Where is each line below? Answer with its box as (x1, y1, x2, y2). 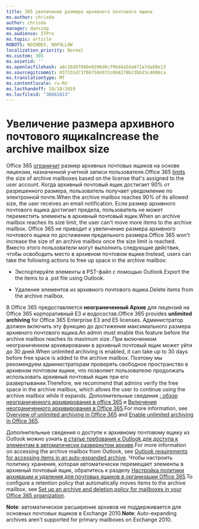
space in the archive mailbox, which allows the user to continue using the (6, 385, 185, 392)
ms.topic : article (6, 36, 52, 42)
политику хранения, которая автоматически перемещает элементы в (6, 460, 184, 467)
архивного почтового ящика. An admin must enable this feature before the (6, 329, 190, 336)
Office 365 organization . (6, 492, 66, 499)
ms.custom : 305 (6, 53, 44, 59)
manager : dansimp (6, 25, 49, 31)
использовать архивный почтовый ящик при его (6, 373, 129, 380)
